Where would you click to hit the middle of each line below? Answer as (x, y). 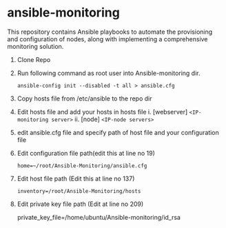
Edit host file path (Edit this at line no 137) (76, 178)
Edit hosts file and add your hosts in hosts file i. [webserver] (102, 112)
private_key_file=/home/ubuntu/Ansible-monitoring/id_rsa (99, 217)
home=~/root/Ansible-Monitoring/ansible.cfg (82, 166)
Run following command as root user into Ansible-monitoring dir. (109, 73)
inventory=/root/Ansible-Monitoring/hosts (79, 191)
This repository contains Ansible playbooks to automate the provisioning (110, 32)
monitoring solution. (35, 46)
